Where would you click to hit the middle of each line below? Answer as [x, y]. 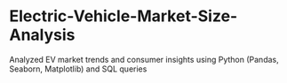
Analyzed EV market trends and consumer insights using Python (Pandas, [144, 59]
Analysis [42, 35]
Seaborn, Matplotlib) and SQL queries [78, 69]
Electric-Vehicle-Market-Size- [124, 16]
